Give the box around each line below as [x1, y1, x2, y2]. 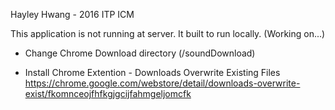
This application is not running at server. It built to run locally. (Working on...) [10, 28, 326, 39]
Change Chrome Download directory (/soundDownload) [24, 47, 256, 59]
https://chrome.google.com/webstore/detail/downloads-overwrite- [24, 77, 301, 89]
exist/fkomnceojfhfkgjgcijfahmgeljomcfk [24, 88, 192, 99]
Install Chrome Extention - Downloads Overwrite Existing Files [24, 67, 281, 78]
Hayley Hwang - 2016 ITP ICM [10, 9, 135, 20]
